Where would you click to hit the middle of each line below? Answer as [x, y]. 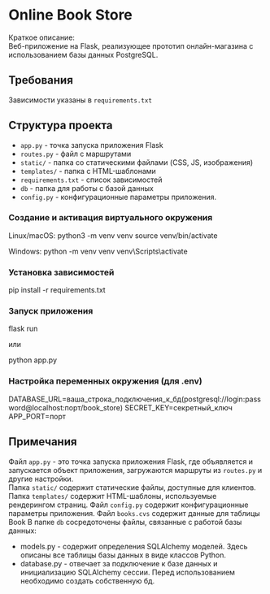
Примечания [43, 442]
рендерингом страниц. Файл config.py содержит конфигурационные [128, 505]
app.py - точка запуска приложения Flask [92, 145]
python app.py [33, 360]
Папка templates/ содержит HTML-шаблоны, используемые [113, 496]
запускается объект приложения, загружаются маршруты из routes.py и [135, 470]
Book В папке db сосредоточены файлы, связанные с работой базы [125, 522]
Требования [41, 80]
